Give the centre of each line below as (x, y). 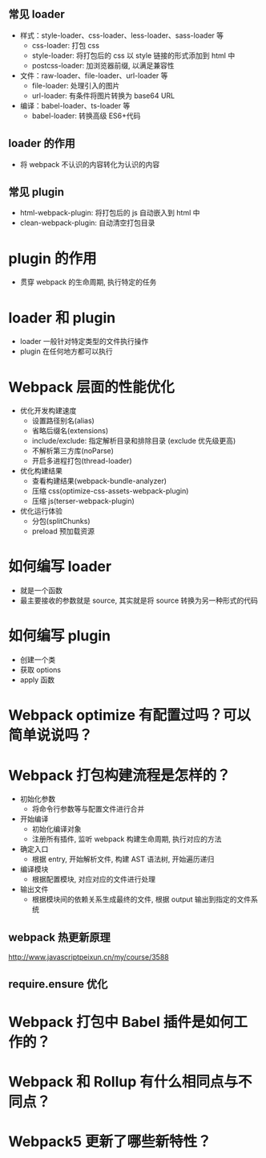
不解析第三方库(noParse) (73, 451)
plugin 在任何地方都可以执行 (66, 351)
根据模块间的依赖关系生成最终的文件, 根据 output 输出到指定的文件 (141, 899)
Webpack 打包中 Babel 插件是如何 (121, 1022)
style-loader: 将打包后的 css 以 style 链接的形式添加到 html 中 (133, 55)
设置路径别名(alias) (63, 421)
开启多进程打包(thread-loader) (82, 461)
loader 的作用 (42, 143)
